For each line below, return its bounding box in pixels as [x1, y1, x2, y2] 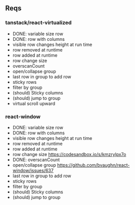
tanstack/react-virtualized [5, 19, 72, 26]
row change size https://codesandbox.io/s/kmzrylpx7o [12, 151, 126, 157]
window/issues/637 [12, 167, 54, 173]
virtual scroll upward [12, 100, 56, 107]
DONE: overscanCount [12, 157, 60, 163]
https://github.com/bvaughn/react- [57, 162, 130, 168]
